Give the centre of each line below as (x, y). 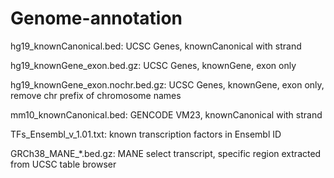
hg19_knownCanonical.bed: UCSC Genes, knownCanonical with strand (156, 46)
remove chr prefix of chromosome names (96, 95)
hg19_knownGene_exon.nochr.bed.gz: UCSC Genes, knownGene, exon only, (167, 84)
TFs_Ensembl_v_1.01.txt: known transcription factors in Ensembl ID (146, 134)
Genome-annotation (96, 18)
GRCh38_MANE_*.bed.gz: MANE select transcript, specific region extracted (166, 153)
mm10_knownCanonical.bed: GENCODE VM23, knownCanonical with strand (166, 114)
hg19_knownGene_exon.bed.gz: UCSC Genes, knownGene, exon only (153, 65)
